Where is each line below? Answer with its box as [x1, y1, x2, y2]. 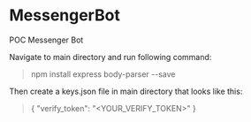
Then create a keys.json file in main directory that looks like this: [9, 86, 243, 96]
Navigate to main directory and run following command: [9, 51, 212, 62]
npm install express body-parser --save [30, 68, 176, 80]
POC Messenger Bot [9, 34, 84, 45]
